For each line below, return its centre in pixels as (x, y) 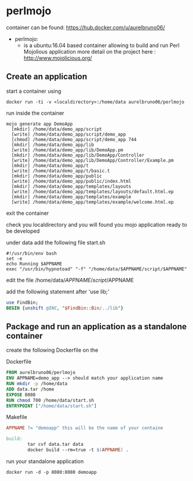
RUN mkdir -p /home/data (37, 384)
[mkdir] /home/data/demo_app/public (57, 176)
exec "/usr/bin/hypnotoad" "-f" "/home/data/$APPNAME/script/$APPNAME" (96, 269)
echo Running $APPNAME (34, 264)
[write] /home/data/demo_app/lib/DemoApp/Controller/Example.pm (93, 160)
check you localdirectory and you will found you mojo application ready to (96, 224)
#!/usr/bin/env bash (32, 253)
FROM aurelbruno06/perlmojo (41, 373)
